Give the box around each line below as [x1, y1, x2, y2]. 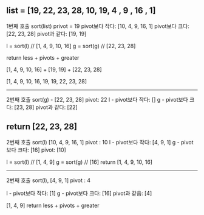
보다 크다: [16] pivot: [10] [6, 146, 67, 153]
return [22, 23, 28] [6, 122, 78, 132]
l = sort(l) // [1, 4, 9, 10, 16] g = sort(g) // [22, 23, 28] [6, 42, 136, 49]
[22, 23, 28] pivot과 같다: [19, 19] [6, 30, 87, 37]
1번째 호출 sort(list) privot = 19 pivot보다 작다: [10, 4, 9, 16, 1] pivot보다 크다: [6, 22, 189, 30]
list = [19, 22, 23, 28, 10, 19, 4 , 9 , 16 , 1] [6, 5, 156, 16]
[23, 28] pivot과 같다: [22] [14, 104, 78, 111]
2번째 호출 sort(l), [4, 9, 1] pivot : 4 [6, 177, 91, 184]
